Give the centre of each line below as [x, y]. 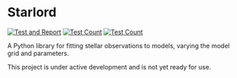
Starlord [32, 12]
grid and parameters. [38, 53]
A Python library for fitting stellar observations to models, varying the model [118, 45]
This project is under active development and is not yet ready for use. [109, 67]
